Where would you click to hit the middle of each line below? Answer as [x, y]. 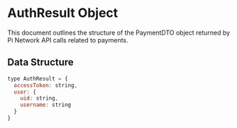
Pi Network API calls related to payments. [68, 40]
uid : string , [39, 98]
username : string [46, 105]
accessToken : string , [46, 85]
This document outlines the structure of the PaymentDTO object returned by [119, 33]
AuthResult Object [63, 13]
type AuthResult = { [38, 78]
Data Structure [41, 63]
